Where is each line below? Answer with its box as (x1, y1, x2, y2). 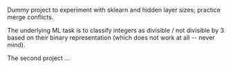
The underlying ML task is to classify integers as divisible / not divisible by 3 (7, 27, 225, 34)
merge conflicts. (7, 13, 54, 21)
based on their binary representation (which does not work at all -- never (7, 33, 215, 42)
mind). (7, 41, 26, 49)
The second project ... (7, 54, 71, 62)
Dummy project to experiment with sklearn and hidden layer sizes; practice (7, 6, 221, 14)
